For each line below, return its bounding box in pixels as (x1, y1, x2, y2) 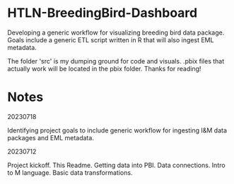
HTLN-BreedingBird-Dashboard (7, 5, 198, 21)
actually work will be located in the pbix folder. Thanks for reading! (7, 64, 201, 73)
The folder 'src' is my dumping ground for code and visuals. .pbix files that (7, 56, 225, 65)
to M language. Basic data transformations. (7, 168, 133, 177)
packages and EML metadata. (7, 133, 94, 142)
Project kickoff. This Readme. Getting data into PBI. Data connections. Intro (7, 161, 226, 169)
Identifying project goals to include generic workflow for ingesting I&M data (7, 125, 228, 135)
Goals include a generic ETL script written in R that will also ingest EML (7, 35, 214, 44)
